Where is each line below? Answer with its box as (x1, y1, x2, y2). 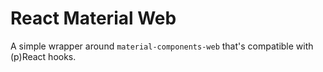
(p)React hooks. (10, 50, 77, 62)
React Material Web (10, 7, 177, 30)
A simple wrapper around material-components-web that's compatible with (10, 40, 314, 52)
